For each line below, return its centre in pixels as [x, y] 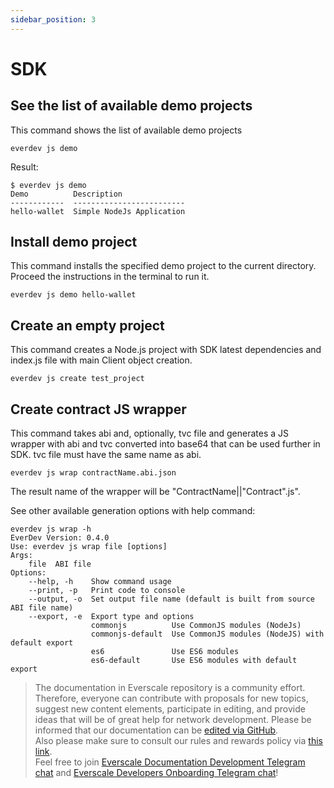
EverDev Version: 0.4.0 [60, 538]
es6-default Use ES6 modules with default [194, 661]
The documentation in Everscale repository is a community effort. [170, 688]
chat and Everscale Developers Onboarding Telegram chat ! [156, 773]
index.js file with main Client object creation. [101, 360]
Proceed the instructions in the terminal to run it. [110, 277]
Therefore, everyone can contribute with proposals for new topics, [171, 698]
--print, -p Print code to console [107, 591]
